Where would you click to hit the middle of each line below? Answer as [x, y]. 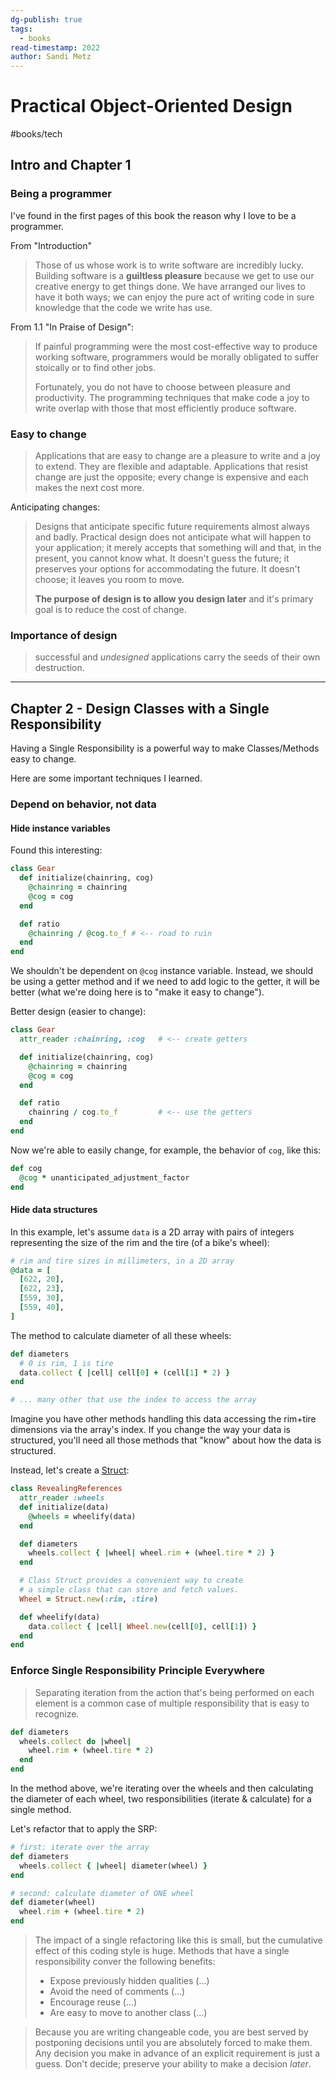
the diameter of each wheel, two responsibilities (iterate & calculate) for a [161, 1799]
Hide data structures [54, 1210]
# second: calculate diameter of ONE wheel [102, 1893]
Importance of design [64, 635]
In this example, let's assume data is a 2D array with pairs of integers [152, 1232]
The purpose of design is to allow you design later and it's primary [174, 599]
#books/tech [36, 134]
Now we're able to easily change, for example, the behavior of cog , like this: [166, 1150]
